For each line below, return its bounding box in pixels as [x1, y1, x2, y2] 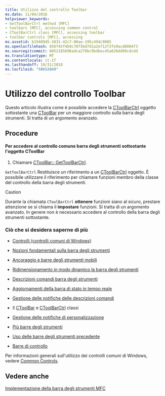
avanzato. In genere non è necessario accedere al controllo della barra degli [5, 209, 161, 215]
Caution [5, 189, 21, 195]
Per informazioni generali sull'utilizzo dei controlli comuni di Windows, [5, 353, 148, 358]
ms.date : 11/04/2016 [5, 12, 48, 17]
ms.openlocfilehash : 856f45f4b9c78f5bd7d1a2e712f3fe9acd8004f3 [5, 44, 138, 49]
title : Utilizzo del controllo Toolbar [5, 7, 87, 12]
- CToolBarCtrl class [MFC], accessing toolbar [5, 30, 105, 35]
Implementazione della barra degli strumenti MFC [5, 385, 106, 391]
